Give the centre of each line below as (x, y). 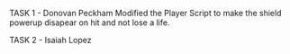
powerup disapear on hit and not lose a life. (90, 22)
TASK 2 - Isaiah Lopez (50, 40)
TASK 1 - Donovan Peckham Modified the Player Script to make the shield (145, 13)
